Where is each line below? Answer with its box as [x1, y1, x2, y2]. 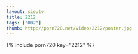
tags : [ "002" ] [6, 20, 42, 26]
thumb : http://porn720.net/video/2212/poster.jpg [6, 25, 133, 31]
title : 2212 [6, 14, 36, 20]
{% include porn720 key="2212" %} [6, 42, 94, 49]
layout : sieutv [6, 8, 44, 15]
